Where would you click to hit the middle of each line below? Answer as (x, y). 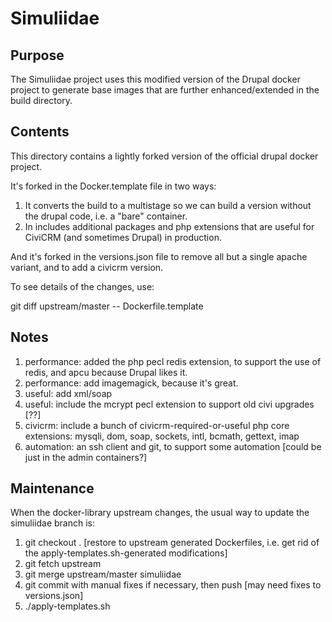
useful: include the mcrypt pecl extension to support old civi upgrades (169, 404)
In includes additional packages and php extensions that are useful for (169, 226)
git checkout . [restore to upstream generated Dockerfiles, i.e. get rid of (172, 543)
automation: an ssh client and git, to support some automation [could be (173, 446)
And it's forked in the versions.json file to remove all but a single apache (159, 256)
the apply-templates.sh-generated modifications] (126, 553)
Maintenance (52, 488)
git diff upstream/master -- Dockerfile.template (107, 306)
